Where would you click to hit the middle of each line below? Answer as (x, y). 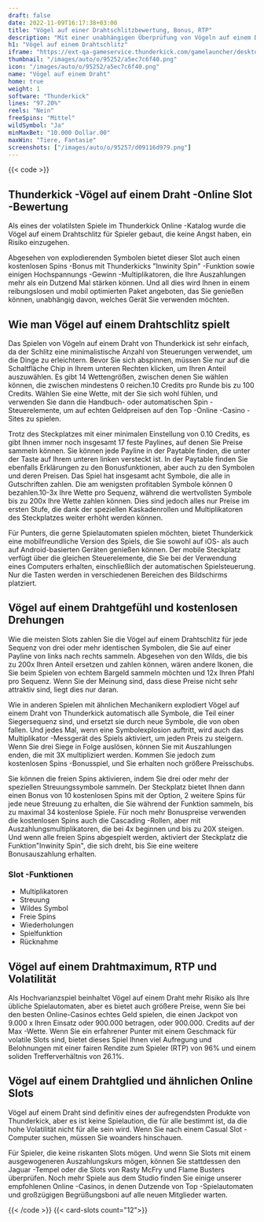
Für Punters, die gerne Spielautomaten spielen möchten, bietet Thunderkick (131, 533)
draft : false (29, 15)
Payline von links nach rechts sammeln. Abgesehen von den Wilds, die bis (128, 656)
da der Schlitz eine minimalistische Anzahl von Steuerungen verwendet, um (130, 352)
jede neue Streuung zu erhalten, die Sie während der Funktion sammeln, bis (131, 804)
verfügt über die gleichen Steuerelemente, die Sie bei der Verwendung (123, 558)
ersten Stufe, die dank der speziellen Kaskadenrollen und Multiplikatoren (126, 509)
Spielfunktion (41, 934)
